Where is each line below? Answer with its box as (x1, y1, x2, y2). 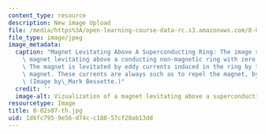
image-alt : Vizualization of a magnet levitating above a (15, 92, 211, 100)
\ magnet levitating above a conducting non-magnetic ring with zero (22, 56, 256, 64)
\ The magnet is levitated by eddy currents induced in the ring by (22, 63, 252, 71)
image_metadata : (8, 41, 62, 49)
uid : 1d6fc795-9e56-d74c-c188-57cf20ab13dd (8, 114, 154, 122)
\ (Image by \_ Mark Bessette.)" (22, 77, 125, 85)
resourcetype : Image (8, 99, 77, 107)
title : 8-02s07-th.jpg (8, 107, 83, 115)
